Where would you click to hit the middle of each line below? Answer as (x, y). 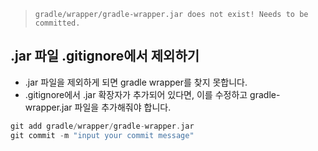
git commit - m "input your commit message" (102, 135)
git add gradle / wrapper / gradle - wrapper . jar (102, 126)
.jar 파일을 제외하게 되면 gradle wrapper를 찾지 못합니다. (136, 82)
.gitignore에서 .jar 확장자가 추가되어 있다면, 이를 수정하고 (136, 94)
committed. (57, 23)
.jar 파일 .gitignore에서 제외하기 (105, 56)
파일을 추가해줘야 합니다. (123, 107)
